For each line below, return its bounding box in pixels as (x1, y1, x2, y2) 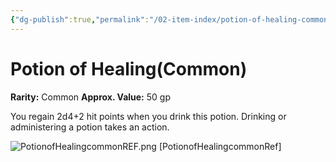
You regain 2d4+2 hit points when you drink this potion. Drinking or (10, 110, 287, 122)
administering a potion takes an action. (10, 121, 170, 133)
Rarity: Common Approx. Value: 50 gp (10, 91, 171, 103)
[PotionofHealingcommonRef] (158, 140, 282, 152)
